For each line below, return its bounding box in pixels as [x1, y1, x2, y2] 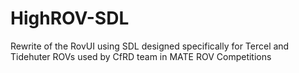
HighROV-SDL [10, 7, 130, 30]
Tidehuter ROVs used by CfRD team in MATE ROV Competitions [10, 50, 272, 62]
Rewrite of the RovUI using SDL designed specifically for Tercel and [10, 40, 290, 52]
